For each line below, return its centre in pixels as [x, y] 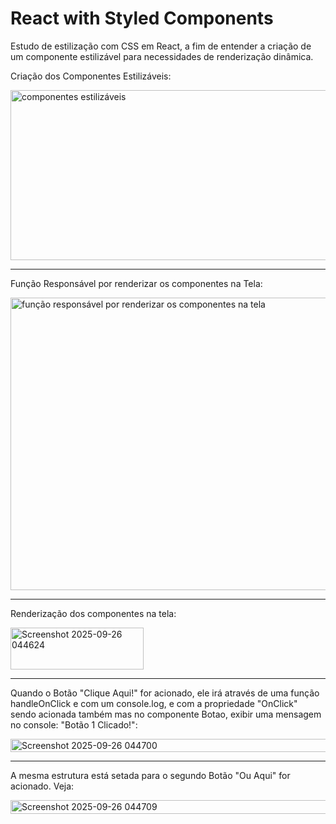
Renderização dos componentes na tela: [93, 613]
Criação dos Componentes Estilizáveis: [91, 76]
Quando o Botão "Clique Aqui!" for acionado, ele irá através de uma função [165, 693]
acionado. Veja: [42, 786]
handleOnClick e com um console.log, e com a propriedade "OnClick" [154, 703]
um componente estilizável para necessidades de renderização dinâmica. [162, 56]
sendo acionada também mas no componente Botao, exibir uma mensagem [166, 714]
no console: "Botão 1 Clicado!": [74, 724]
